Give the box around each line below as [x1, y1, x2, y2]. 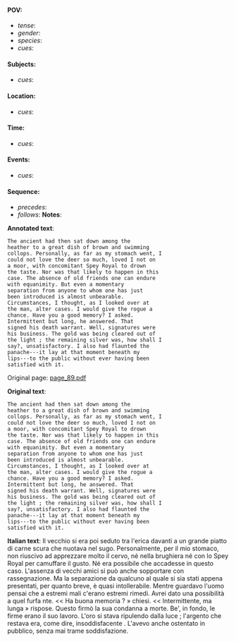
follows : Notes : [17, 210, 62, 219]
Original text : [7, 387, 46, 396]
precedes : [17, 203, 47, 212]
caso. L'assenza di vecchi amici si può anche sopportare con [7, 567, 185, 575]
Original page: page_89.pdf [7, 374, 87, 382]
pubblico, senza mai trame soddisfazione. [7, 626, 129, 635]
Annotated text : [7, 224, 54, 233]
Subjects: [7, 60, 37, 68]
